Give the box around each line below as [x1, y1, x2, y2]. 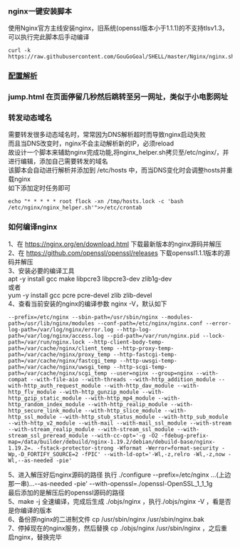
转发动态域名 [8, 113, 53, 123]
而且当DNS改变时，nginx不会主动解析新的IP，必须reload [8, 139, 174, 148]
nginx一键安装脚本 [8, 6, 72, 16]
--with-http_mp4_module [84, 394, 155, 402]
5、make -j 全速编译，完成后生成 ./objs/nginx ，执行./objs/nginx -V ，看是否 [8, 497, 231, 505]
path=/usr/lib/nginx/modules [8, 319, 95, 327]
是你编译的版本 [8, 506, 52, 515]
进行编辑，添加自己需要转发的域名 [8, 157, 108, 165]
